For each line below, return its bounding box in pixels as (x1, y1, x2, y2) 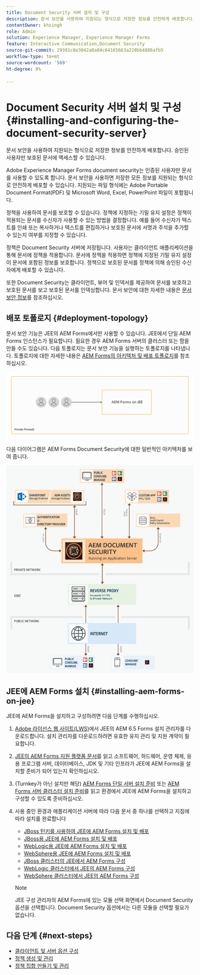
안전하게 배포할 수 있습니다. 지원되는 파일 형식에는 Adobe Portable (12, 181, 168, 189)
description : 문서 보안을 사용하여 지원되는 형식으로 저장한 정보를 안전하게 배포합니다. (6, 15, 195, 22)
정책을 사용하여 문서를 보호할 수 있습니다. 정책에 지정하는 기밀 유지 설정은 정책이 (6, 209, 192, 217)
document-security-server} (6, 126, 148, 140)
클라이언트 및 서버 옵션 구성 (14, 948, 79, 955)
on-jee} (6, 696, 35, 706)
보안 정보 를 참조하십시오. (6, 294, 64, 301)
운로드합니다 (14, 732, 45, 740)
